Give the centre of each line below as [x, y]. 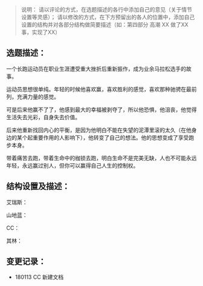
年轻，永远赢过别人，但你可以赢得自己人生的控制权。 [72, 165]
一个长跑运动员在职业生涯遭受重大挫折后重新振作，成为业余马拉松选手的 [96, 68]
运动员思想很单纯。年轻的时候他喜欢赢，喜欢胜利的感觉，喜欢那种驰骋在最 [99, 89]
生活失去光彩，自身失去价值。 [43, 117]
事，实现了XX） [40, 32]
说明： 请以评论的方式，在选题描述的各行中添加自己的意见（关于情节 [106, 9]
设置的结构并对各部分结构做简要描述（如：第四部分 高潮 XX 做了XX [105, 24]
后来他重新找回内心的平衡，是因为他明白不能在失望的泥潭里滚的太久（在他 [99, 130]
